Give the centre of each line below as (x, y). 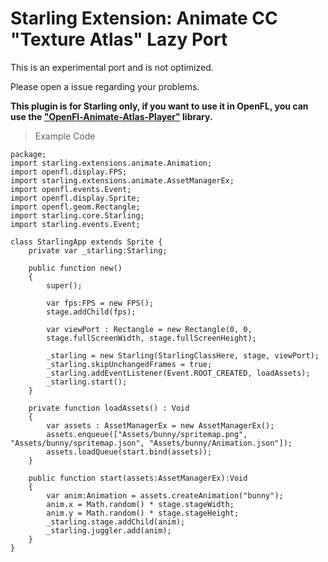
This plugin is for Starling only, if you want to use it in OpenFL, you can (159, 106)
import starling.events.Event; (75, 224)
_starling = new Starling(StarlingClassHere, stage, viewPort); (183, 355)
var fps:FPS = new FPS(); (100, 303)
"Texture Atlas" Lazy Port (119, 39)
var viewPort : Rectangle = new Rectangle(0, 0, (149, 329)
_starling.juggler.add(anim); (109, 530)
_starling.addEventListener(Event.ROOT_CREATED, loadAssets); (178, 373)
